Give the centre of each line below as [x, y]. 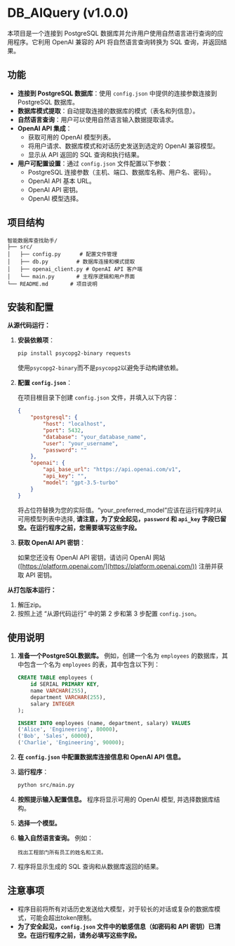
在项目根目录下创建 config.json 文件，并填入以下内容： [98, 398]
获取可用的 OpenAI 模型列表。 [71, 137]
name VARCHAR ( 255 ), [59, 691]
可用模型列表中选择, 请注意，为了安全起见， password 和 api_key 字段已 [119, 519]
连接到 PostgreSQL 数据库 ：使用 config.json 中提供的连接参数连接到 [117, 93]
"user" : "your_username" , [81, 443]
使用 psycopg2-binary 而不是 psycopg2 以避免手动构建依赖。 [100, 368]
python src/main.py [46, 785]
